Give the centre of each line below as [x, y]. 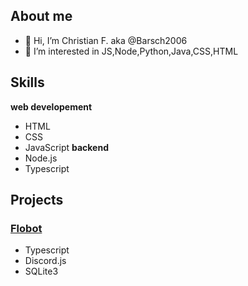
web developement [51, 106]
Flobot [26, 228]
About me [41, 16]
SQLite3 [41, 271]
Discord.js [45, 261]
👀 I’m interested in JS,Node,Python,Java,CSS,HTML [131, 51]
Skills [27, 82]
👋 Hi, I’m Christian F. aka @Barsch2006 [106, 40]
